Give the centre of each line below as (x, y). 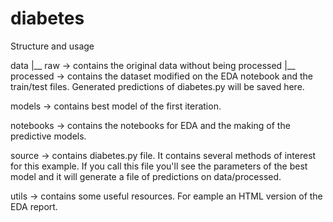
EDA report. (34, 206)
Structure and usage (52, 46)
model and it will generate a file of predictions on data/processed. (146, 176)
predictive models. (48, 136)
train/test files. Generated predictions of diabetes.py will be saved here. (157, 86)
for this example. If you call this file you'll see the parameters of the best (159, 166)
